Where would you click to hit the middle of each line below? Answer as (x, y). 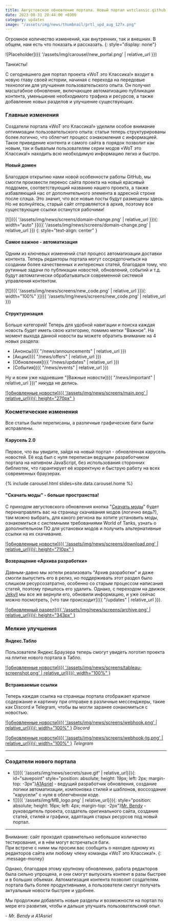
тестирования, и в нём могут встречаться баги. (58, 842)
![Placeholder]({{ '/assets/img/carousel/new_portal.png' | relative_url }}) (81, 54)
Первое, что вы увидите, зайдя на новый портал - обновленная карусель (86, 451)
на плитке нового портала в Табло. (44, 658)
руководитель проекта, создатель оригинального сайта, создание (85, 811)
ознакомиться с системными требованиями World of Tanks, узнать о (81, 523)
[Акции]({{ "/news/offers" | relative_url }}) (57, 357)
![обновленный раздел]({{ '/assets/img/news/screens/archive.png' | (78, 610)
